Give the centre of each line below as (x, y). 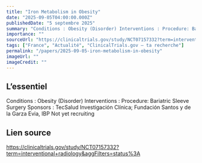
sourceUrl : (20, 40)
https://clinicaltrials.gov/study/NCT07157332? (63, 147)
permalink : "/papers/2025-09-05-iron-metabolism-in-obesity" (84, 51)
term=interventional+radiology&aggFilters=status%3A (73, 153)
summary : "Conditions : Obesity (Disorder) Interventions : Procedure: (98, 29)
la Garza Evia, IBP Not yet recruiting (50, 114)
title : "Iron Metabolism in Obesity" (54, 12)
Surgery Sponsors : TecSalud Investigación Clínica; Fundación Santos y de (99, 107)
